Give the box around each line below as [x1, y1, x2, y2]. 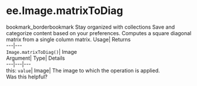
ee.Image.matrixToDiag [6, 4, 123, 18]
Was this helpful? [6, 73, 48, 80]
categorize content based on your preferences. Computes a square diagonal [6, 29, 192, 36]
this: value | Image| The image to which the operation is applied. [6, 67, 161, 74]
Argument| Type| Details [6, 54, 65, 61]
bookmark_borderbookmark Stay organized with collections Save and [6, 23, 175, 30]
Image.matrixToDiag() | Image [6, 48, 78, 55]
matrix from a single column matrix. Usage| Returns [6, 36, 131, 43]
